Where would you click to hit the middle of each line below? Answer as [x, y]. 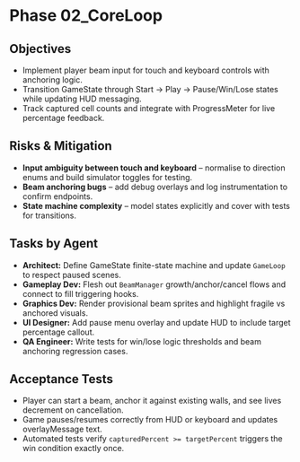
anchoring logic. [52, 80]
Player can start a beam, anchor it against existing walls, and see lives [152, 401]
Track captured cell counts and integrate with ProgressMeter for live [149, 108]
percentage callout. [58, 332]
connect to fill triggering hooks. [80, 293]
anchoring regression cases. [75, 351]
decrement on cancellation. [73, 410]
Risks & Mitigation [61, 146]
